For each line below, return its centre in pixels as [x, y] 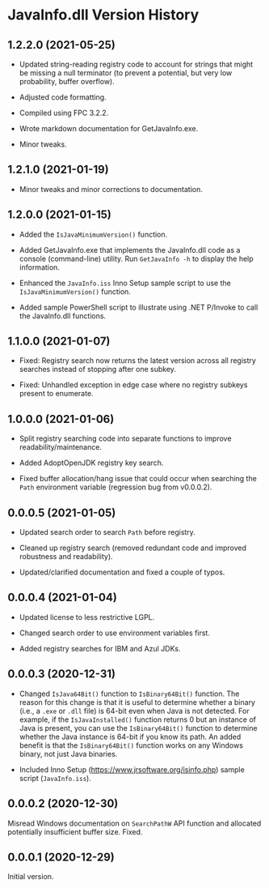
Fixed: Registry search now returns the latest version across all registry [137, 361]
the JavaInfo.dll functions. [63, 316]
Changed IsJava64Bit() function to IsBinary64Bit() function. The [129, 694]
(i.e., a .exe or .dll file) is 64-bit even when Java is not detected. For [134, 711]
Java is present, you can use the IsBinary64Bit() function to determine [138, 728]
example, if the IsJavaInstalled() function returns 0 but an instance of [137, 719]
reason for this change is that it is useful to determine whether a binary [137, 702]
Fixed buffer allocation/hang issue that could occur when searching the [138, 479]
